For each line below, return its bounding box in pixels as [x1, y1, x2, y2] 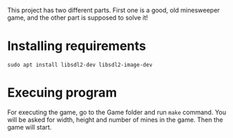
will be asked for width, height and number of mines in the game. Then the [7, 115, 224, 124]
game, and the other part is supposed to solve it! [7, 13, 149, 22]
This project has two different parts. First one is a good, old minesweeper [7, 6, 220, 14]
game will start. [7, 123, 52, 131]
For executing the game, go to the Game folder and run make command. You [7, 108, 227, 116]
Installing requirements [7, 38, 146, 54]
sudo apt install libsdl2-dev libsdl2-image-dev [7, 61, 153, 68]
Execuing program [7, 84, 118, 101]
